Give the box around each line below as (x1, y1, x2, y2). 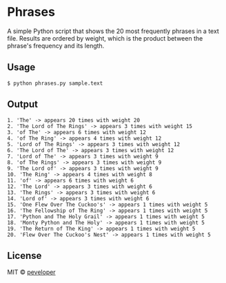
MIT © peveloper (7, 268, 56, 276)
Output (7, 98, 38, 110)
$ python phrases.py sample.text (7, 80, 103, 87)
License (7, 249, 42, 262)
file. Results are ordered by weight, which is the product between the (7, 34, 203, 42)
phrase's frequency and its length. (7, 41, 105, 50)
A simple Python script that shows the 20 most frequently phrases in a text (7, 27, 219, 35)
